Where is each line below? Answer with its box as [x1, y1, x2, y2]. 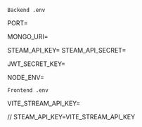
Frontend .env [7, 87, 49, 94]
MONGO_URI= [7, 32, 49, 41]
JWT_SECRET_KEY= [7, 60, 65, 68]
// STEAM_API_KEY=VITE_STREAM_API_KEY [7, 113, 136, 121]
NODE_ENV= [7, 74, 44, 81]
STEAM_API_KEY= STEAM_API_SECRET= [7, 46, 127, 54]
